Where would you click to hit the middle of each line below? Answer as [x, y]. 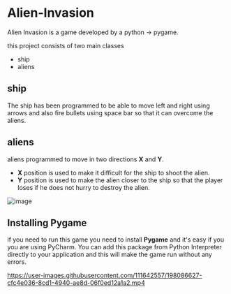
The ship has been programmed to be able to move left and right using [109, 105]
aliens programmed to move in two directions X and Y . [85, 159]
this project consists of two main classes [66, 45]
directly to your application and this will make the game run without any [110, 255]
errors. [17, 262]
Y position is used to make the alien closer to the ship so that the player [120, 180]
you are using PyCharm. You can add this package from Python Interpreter [114, 247]
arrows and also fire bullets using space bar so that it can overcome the [110, 112]
